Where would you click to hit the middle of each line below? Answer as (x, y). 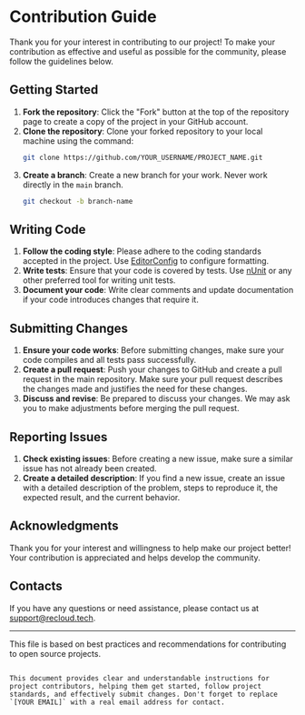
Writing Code (48, 229)
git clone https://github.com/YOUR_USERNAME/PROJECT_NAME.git (143, 157)
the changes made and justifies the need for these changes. (135, 389)
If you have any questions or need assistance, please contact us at (134, 608)
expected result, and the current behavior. (101, 497)
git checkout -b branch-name (78, 201)
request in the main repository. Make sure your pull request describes (152, 379)
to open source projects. (55, 653)
